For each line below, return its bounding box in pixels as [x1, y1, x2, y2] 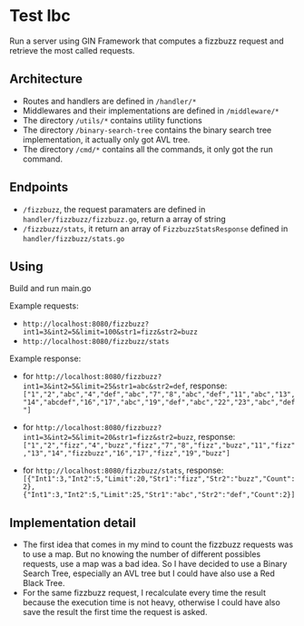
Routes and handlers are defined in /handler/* [22, 95, 197, 106]
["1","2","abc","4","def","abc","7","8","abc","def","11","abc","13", [22, 390, 296, 399]
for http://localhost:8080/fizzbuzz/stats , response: [22, 465, 224, 476]
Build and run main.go [9, 283, 92, 294]
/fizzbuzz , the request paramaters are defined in [22, 203, 206, 214]
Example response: [9, 353, 82, 364]
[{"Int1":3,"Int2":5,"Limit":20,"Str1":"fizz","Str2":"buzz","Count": [22, 474, 296, 484]
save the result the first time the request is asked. [22, 607, 208, 618]
